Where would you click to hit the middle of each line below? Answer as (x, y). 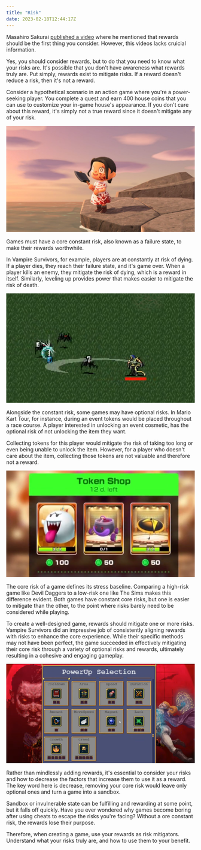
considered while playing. (38, 612)
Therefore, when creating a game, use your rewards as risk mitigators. (93, 834)
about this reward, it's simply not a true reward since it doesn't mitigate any (99, 111)
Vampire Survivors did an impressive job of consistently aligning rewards (96, 630)
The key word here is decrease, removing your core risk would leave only (97, 785)
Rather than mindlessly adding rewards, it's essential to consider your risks (99, 773)
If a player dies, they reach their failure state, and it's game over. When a (96, 266)
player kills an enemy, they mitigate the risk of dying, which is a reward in (96, 272)
